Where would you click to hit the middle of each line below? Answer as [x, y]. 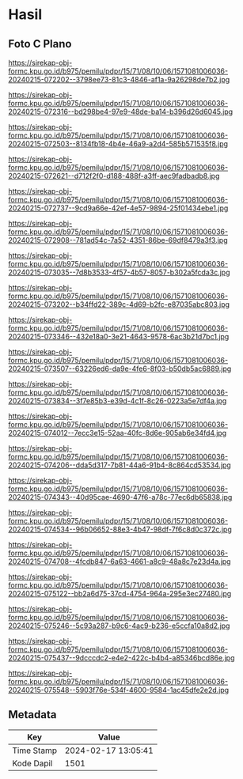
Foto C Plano [40, 44]
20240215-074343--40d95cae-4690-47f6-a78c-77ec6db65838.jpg [120, 497]
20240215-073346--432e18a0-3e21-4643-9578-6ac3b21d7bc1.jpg [119, 337]
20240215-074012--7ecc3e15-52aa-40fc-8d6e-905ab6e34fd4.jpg [118, 433]
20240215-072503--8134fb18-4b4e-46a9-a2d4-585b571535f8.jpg [118, 144]
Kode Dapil [32, 763]
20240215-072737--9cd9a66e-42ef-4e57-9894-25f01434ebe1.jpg [118, 208]
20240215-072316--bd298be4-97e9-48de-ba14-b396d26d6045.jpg [121, 112]
